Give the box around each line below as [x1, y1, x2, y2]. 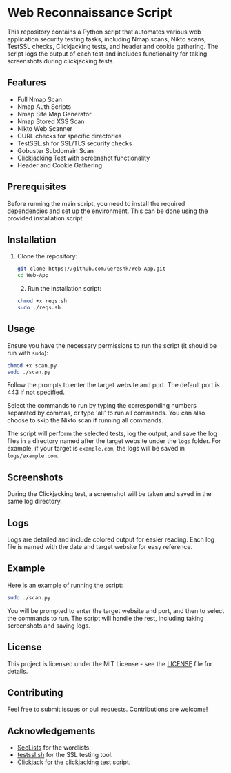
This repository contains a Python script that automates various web [7, 28, 201, 36]
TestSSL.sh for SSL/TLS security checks [17, 139, 132, 147]
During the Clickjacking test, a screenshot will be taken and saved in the [7, 490, 212, 498]
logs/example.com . [7, 451, 59, 460]
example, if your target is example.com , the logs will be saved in [7, 444, 185, 453]
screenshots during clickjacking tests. [7, 56, 115, 65]
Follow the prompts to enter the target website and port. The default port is [7, 381, 220, 389]
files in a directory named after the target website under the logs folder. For [7, 437, 221, 445]
